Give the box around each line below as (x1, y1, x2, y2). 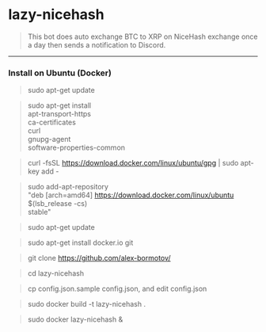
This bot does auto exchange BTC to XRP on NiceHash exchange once (27, 32, 258, 41)
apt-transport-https (27, 109, 91, 119)
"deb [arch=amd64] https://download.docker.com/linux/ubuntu (27, 190, 234, 200)
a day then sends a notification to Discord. (27, 40, 166, 49)
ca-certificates (27, 117, 77, 128)
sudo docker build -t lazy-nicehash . (27, 300, 146, 309)
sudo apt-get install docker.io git (27, 238, 134, 247)
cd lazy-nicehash (27, 269, 85, 278)
